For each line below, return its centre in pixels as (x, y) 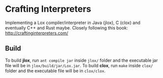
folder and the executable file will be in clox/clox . (55, 71)
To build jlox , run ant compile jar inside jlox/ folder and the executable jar (81, 60)
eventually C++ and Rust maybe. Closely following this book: (67, 27)
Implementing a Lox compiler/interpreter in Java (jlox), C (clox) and (73, 23)
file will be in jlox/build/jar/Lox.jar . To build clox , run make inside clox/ (79, 65)
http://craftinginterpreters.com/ (37, 33)
